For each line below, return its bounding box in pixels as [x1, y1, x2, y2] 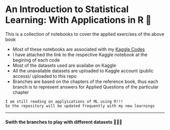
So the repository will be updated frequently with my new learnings [5, 103, 155, 108]
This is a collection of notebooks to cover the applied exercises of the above [5, 31, 164, 37]
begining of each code [12, 57, 60, 63]
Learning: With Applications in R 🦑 [5, 14, 152, 26]
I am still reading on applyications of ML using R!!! [5, 99, 123, 104]
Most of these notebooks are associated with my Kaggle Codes [12, 46, 145, 52]
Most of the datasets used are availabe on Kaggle [12, 62, 116, 68]
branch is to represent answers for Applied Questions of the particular [12, 83, 159, 90]
